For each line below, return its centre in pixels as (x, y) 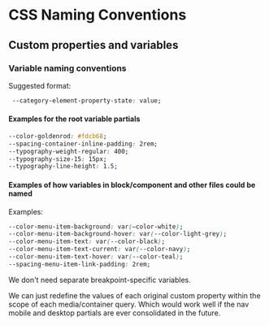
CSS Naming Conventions (98, 15)
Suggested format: (40, 85)
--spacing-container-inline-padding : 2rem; (83, 144)
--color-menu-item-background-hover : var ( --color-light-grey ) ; (118, 234)
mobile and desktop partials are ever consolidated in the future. (115, 313)
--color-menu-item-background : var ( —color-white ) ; (96, 226)
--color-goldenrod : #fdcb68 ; (58, 136)
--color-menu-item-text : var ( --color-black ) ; (87, 241)
